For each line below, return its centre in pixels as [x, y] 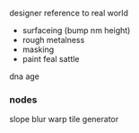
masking [38, 49]
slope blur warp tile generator [64, 120]
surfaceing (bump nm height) [76, 30]
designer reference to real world [69, 13]
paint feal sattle [51, 59]
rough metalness [53, 40]
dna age [25, 76]
